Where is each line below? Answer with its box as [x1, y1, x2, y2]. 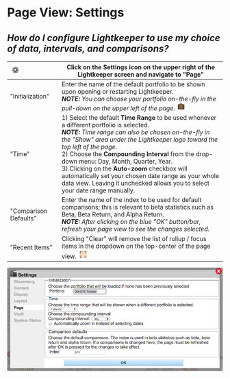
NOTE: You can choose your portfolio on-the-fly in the [61, 94, 217, 103]
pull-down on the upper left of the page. [61, 104, 176, 112]
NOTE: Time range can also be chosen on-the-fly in [61, 128, 210, 136]
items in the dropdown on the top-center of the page [61, 242, 211, 250]
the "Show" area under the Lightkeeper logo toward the [61, 136, 218, 143]
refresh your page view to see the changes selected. [61, 225, 210, 234]
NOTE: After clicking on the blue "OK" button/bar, [61, 218, 201, 226]
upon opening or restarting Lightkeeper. [61, 87, 174, 95]
